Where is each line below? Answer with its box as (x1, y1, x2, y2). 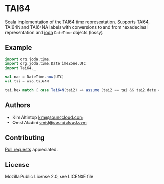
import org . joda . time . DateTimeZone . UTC (5, 61, 86, 66)
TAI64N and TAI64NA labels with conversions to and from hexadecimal (5, 24, 148, 30)
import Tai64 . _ (5, 65, 36, 71)
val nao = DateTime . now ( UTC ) (5, 74, 64, 80)
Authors (5, 101, 31, 110)
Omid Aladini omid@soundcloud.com (12, 119, 87, 125)
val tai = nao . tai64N (5, 79, 49, 84)
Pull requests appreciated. (5, 146, 58, 152)
